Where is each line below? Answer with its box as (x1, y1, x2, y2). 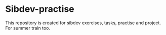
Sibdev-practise (5, 3, 74, 15)
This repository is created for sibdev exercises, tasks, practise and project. (5, 20, 161, 26)
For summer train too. (5, 25, 51, 31)
